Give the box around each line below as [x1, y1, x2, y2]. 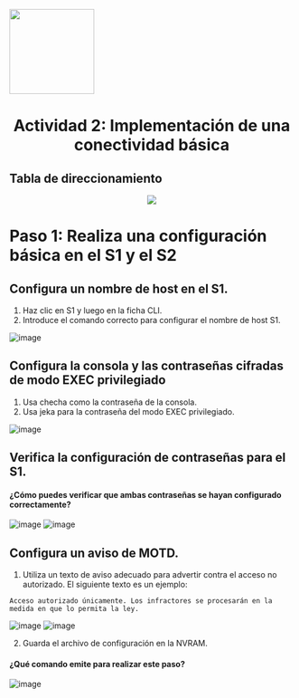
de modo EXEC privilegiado [9, 372, 166, 388]
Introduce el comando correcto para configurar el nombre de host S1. [22, 315, 281, 325]
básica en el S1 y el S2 [9, 245, 178, 266]
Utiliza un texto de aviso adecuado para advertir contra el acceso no [22, 569, 277, 580]
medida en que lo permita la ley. [9, 605, 140, 614]
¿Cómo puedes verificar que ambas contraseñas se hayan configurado [9, 489, 282, 500]
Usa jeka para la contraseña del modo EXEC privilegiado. [22, 406, 235, 416]
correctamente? [9, 499, 71, 510]
